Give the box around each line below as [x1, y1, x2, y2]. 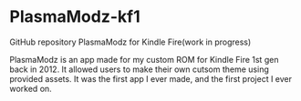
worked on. [9, 83, 52, 94]
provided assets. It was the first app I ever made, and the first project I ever [9, 73, 293, 84]
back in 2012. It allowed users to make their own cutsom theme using [9, 64, 269, 75]
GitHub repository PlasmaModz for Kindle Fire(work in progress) [9, 36, 252, 47]
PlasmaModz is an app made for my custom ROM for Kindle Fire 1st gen [9, 54, 279, 65]
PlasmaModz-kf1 [9, 6, 140, 27]
